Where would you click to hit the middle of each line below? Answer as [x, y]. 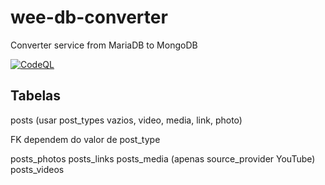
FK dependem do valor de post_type [85, 139]
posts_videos [37, 169]
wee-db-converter [89, 17]
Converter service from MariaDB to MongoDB [104, 45]
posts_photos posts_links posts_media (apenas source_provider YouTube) [163, 158]
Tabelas [36, 96]
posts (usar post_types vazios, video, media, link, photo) [126, 120]
